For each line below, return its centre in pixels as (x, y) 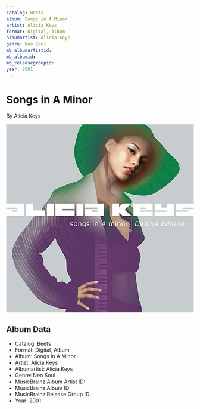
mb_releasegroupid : (30, 63)
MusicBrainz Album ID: (43, 388)
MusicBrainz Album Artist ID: (50, 382)
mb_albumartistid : (29, 51)
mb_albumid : (21, 57)
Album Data (29, 329)
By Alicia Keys (24, 116)
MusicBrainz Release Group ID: (53, 395)
